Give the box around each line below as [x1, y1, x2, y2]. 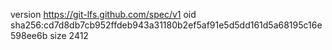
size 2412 [49, 30, 89, 41]
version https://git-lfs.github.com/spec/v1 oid [10, 9, 197, 20]
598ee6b [10, 30, 48, 41]
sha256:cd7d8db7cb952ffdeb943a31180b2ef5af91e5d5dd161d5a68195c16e [10, 19, 323, 31]
